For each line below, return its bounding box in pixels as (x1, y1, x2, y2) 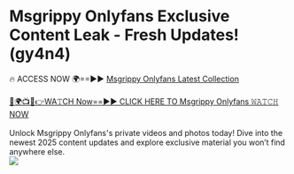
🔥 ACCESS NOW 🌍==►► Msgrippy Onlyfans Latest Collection (9, 73, 239, 84)
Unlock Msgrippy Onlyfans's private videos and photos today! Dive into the (9, 127, 283, 138)
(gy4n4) (9, 44, 71, 64)
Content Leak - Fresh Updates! (9, 25, 239, 45)
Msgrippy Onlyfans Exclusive (9, 6, 230, 26)
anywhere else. (9, 146, 65, 156)
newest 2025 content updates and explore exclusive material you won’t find (9, 137, 286, 148)
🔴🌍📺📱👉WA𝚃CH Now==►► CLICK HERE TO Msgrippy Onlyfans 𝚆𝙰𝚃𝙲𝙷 (9, 95, 279, 107)
